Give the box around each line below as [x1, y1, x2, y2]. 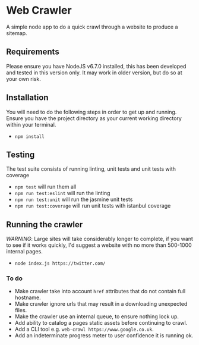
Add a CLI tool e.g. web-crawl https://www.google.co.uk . [14, 325, 154, 333]
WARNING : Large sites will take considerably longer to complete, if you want [6, 236, 193, 243]
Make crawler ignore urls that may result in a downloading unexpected [14, 300, 188, 308]
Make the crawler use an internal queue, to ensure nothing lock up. [14, 313, 179, 320]
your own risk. [6, 75, 42, 82]
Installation [6, 93, 49, 103]
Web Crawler [6, 4, 72, 17]
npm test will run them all [14, 183, 77, 190]
